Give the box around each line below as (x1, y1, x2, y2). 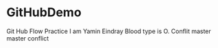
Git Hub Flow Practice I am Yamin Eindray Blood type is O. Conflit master (6, 27, 212, 35)
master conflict (6, 34, 49, 42)
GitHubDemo (6, 5, 82, 20)
